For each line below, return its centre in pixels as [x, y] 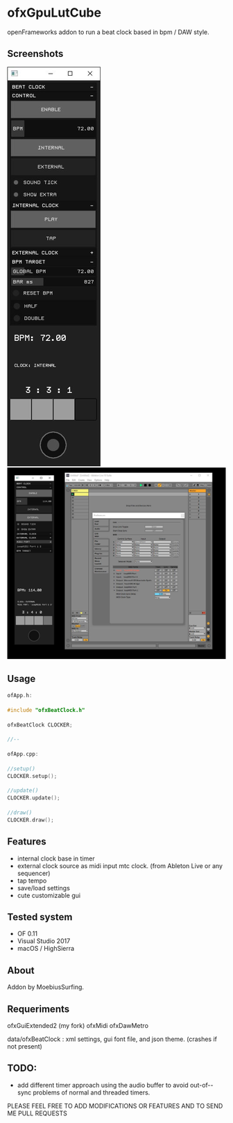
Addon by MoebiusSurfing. [46, 987]
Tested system [40, 917]
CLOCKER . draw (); [31, 820]
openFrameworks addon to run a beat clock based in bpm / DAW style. [108, 32]
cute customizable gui [49, 895]
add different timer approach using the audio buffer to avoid [103, 1085]
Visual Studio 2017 [44, 941]
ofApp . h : [20, 696]
